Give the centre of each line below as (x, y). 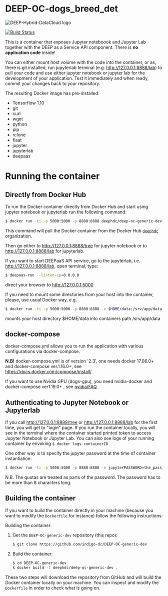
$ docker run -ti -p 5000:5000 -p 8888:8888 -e (56, 468)
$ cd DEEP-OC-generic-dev (39, 563)
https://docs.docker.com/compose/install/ (48, 372)
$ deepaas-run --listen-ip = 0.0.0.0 (42, 275)
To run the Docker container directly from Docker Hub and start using (77, 206)
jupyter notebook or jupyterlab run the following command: (66, 212)
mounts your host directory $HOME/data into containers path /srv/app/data (83, 318)
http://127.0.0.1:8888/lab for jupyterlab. (45, 251)
